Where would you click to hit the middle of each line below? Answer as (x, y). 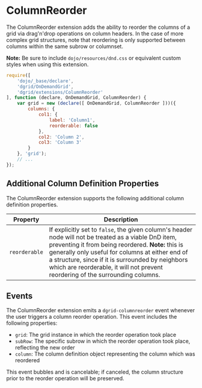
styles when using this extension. (47, 64)
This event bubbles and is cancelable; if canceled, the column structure (95, 372)
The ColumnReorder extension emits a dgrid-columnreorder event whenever (101, 310)
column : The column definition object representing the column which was (105, 354)
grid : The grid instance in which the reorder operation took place (95, 335)
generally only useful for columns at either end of (118, 252)
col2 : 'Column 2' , (61, 137)
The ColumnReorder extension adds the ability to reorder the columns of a (98, 27)
